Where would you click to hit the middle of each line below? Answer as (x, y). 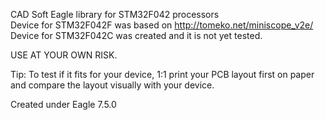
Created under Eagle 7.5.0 (63, 104)
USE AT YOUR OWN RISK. (64, 55)
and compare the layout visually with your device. (112, 85)
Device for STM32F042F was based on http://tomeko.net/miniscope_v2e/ (162, 25)
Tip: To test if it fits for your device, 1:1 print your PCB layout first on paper (162, 74)
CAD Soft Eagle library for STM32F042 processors (115, 14)
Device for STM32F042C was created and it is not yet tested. (136, 35)
